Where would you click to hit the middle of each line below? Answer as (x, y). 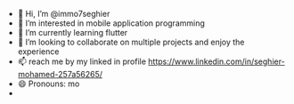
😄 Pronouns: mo (49, 84)
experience (38, 52)
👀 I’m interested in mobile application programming (111, 23)
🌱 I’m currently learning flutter (73, 32)
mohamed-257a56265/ (60, 74)
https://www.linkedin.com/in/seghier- (216, 61)
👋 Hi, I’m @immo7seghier (64, 14)
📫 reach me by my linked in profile (82, 61)
